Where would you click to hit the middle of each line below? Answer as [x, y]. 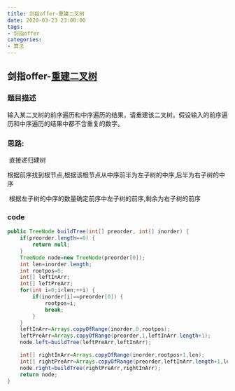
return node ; [39, 375]
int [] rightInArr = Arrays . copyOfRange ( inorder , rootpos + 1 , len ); [112, 355]
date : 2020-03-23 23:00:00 [47, 20]
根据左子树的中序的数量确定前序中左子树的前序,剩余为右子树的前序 [105, 198]
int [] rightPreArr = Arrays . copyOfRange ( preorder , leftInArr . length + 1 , [122, 362]
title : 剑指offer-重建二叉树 [46, 14]
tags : [15, 27]
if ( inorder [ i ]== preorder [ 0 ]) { [78, 297]
